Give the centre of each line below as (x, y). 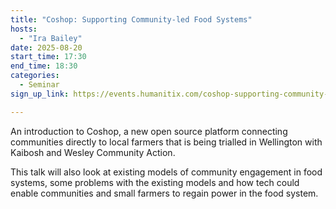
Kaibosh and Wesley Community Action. (93, 152)
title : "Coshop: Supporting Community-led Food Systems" (131, 19)
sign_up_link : (40, 94)
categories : (35, 76)
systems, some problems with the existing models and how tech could (155, 182)
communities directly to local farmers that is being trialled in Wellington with (166, 142)
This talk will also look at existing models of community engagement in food (166, 172)
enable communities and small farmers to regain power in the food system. (164, 193)
